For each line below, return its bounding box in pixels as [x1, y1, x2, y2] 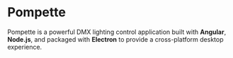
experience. [7, 42, 42, 51]
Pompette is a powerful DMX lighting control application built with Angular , [7, 28, 227, 36]
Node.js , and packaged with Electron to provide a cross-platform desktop [7, 35, 225, 43]
